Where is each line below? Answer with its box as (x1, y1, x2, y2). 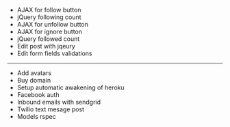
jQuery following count (16, 13, 81, 21)
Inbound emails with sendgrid (16, 98, 101, 106)
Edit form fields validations (16, 49, 92, 57)
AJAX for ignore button (16, 27, 83, 36)
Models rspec (16, 113, 56, 120)
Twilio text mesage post (16, 105, 84, 113)
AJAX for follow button (16, 6, 81, 14)
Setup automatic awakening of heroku (16, 83, 125, 91)
